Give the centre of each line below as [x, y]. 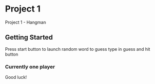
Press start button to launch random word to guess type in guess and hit [77, 49]
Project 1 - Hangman [26, 22]
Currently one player [30, 67]
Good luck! [16, 77]
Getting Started [29, 37]
